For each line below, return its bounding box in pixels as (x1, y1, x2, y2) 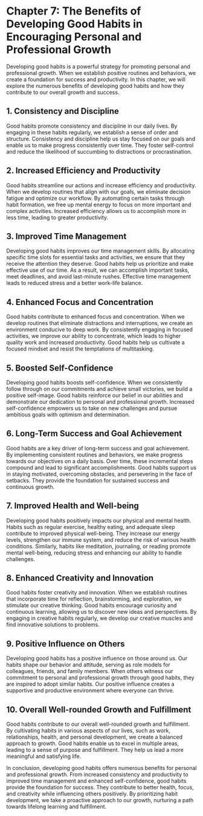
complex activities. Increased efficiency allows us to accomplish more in (6, 207, 186, 214)
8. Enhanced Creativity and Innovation (6, 573, 154, 584)
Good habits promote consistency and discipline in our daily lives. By (6, 122, 178, 130)
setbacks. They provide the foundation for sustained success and (6, 476, 170, 484)
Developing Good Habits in (6, 17, 143, 31)
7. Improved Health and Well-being (6, 501, 139, 511)
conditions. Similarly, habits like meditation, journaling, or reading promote (6, 542, 191, 550)
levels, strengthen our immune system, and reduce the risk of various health (6, 536, 196, 543)
